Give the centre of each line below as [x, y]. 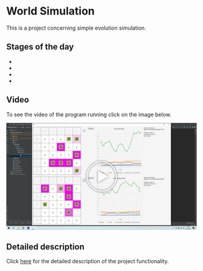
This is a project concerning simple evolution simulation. [76, 28]
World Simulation [50, 11]
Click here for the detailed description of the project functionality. [88, 261]
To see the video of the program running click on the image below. [89, 114]
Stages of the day [40, 47]
